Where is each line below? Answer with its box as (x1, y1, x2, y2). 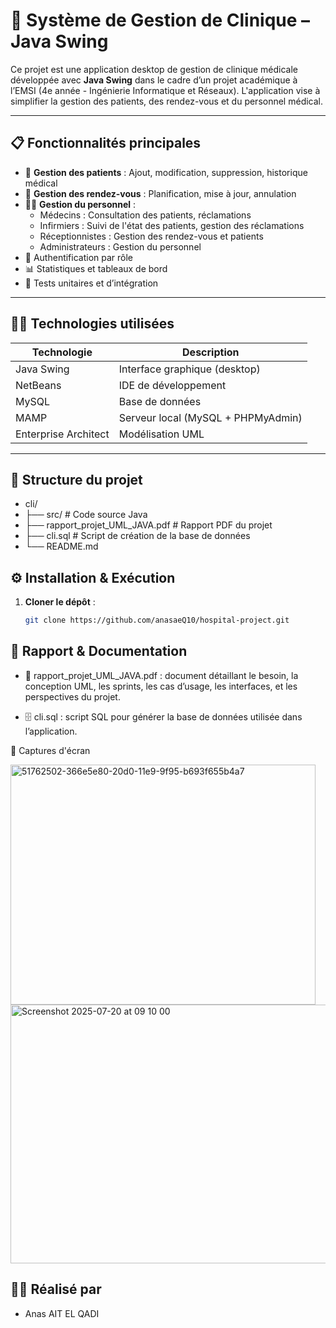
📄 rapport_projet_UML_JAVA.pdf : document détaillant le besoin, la (24, 669, 299, 681)
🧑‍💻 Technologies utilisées (10, 315, 175, 333)
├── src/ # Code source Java (24, 509, 148, 521)
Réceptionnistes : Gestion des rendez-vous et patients (39, 230, 264, 242)
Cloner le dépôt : (24, 596, 96, 608)
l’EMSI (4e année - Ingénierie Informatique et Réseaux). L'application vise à (10, 84, 321, 96)
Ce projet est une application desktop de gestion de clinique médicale (10, 63, 299, 75)
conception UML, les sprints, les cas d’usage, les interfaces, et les (24, 680, 298, 692)
